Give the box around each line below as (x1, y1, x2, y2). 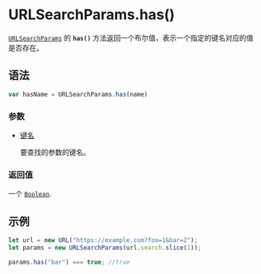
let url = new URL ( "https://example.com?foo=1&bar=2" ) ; (8, 236, 198, 244)
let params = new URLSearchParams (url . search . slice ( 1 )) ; (8, 244, 202, 252)
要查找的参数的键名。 (19, 147, 90, 157)
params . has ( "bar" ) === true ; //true (8, 258, 130, 266)
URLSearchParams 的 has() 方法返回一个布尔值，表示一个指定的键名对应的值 (8, 33, 254, 42)
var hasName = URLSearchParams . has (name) (8, 90, 148, 98)
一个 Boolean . (8, 189, 52, 199)
